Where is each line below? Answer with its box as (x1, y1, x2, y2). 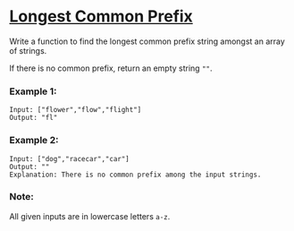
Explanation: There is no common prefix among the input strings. (9, 170, 262, 179)
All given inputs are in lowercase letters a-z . (9, 210, 171, 221)
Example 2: (9, 134, 59, 147)
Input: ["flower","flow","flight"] (9, 106, 142, 115)
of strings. (9, 45, 47, 56)
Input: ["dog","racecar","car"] (9, 154, 130, 163)
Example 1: (9, 85, 57, 98)
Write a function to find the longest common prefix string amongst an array (9, 36, 286, 47)
